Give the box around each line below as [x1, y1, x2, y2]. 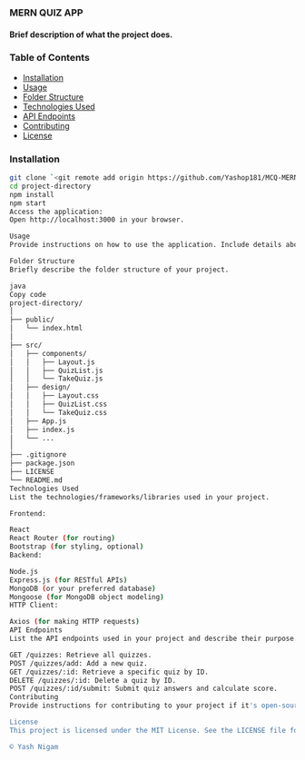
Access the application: [9, 207, 103, 216]
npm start [9, 198, 47, 208]
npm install [9, 190, 54, 199]
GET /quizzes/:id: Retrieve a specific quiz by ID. [9, 667, 209, 676]
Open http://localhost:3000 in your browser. [9, 215, 184, 224]
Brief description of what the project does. [9, 29, 173, 40]
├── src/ [9, 341, 43, 350]
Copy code [9, 290, 47, 299]
